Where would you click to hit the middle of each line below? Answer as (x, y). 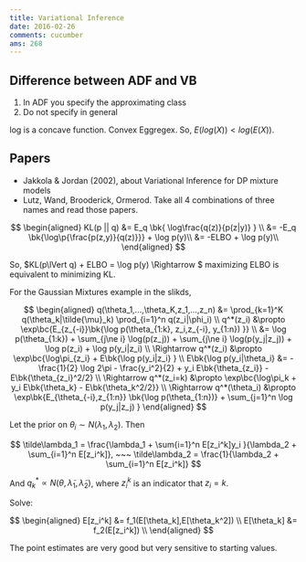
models (37, 190)
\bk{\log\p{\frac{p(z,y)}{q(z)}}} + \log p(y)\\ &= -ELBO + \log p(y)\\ (153, 237)
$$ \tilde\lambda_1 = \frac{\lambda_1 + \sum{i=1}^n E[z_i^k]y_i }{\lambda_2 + (153, 444)
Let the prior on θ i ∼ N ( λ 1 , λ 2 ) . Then (77, 425)
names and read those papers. (80, 209)
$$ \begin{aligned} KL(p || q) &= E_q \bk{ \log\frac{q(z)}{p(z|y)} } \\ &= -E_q (153, 227)
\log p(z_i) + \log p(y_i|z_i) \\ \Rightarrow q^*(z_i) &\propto (153, 348)
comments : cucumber (47, 35)
